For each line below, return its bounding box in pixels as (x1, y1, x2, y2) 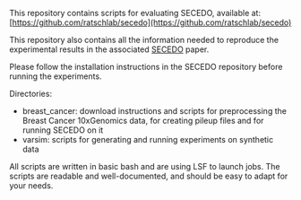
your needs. (9, 180, 54, 191)
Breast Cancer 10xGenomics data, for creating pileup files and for (21, 116, 264, 126)
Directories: (9, 89, 52, 99)
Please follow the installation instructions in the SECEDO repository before (9, 62, 283, 72)
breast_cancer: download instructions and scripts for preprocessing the (21, 106, 287, 116)
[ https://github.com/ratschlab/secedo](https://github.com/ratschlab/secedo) (9, 17, 292, 28)
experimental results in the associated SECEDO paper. (9, 44, 210, 55)
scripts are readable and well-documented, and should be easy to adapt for (9, 170, 288, 181)
